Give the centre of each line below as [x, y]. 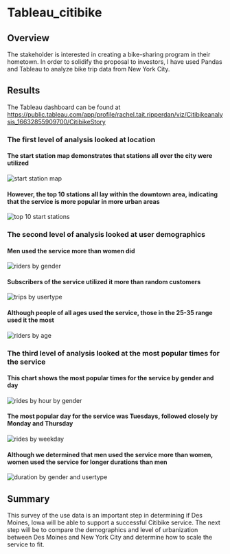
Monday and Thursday [40, 424]
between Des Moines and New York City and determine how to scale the [110, 538]
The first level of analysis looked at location [81, 139]
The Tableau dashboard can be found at [64, 107]
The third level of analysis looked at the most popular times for [113, 353]
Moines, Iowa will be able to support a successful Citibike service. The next [114, 522]
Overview [28, 38]
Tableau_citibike [55, 13]
